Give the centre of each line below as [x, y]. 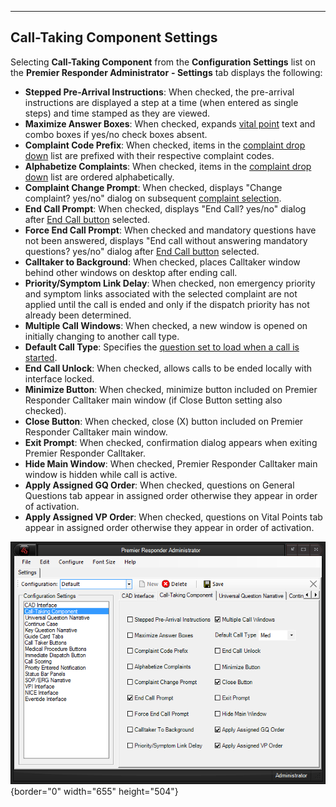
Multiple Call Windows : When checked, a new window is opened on [166, 325]
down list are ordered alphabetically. [99, 177]
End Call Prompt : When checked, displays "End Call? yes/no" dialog [165, 208]
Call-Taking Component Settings [114, 37]
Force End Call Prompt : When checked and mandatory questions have [170, 230]
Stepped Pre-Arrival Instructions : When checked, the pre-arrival [159, 92]
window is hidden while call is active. [101, 474]
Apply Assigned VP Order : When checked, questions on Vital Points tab [173, 517]
